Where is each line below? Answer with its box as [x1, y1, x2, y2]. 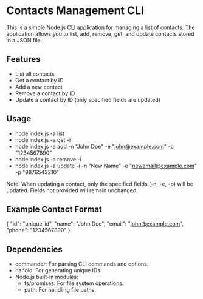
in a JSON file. [6, 36, 43, 44]
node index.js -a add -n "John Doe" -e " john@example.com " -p [15, 143, 174, 150]
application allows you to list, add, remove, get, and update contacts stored [6, 30, 194, 37]
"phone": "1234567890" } [6, 227, 71, 234]
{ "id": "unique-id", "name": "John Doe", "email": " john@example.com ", [6, 220, 184, 227]
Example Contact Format [6, 204, 102, 214]
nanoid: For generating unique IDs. [15, 267, 102, 274]
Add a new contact [15, 83, 63, 90]
